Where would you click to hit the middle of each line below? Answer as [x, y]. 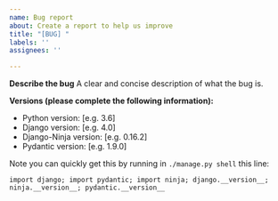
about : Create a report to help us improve [91, 26]
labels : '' [29, 42]
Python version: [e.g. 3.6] [69, 118]
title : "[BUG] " [39, 34]
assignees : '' [36, 51]
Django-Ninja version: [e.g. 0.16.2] [85, 137]
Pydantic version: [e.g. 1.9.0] [74, 147]
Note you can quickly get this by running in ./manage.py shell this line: [139, 164]
